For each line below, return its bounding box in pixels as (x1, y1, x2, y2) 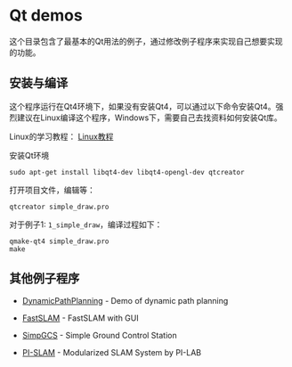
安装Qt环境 (9, 150, 50, 160)
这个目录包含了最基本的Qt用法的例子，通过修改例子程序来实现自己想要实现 (9, 36, 283, 46)
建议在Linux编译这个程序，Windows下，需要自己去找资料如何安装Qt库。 (16, 112, 282, 123)
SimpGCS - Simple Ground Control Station (21, 330, 177, 340)
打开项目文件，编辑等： (9, 184, 95, 195)
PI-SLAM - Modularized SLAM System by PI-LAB (21, 347, 202, 357)
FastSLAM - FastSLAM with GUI (21, 313, 140, 323)
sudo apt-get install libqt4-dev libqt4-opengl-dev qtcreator (9, 167, 245, 176)
